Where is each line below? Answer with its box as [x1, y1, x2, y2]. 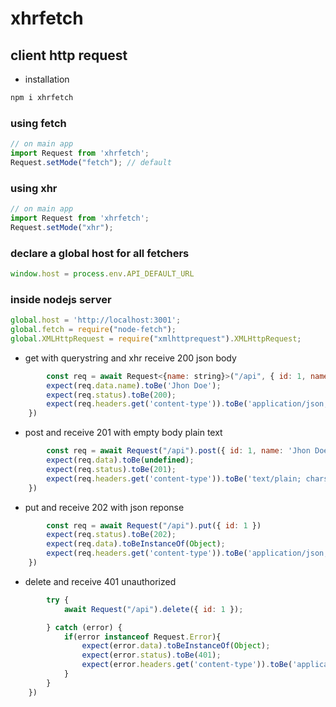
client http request [10, 47, 128, 64]
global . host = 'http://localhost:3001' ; [10, 315, 182, 326]
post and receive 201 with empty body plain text [24, 427, 223, 439]
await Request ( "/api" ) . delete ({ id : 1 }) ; [63, 604, 244, 614]
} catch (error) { [46, 622, 123, 632]
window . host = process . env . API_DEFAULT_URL [10, 269, 195, 279]
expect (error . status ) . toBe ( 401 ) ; [81, 650, 222, 661]
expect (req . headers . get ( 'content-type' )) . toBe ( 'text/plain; [46, 473, 302, 484]
